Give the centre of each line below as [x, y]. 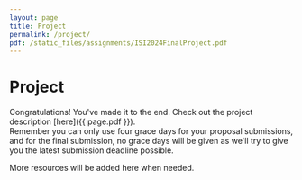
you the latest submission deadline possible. [92, 150]
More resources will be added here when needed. [102, 168]
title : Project [38, 26]
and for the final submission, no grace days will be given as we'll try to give [149, 141]
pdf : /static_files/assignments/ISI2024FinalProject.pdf [119, 43]
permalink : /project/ [50, 34]
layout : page [34, 18]
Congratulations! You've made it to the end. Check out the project [131, 112]
